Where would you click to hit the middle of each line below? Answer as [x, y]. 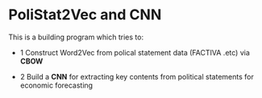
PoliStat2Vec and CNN [85, 15]
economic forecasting [56, 85]
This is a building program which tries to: [76, 37]
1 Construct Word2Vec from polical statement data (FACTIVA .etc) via [135, 52]
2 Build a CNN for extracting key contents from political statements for [137, 76]
